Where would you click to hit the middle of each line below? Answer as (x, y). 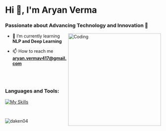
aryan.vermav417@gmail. (39, 58)
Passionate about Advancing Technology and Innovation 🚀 (77, 26)
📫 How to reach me (33, 51)
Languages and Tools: (32, 91)
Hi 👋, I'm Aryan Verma (51, 10)
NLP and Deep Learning (37, 41)
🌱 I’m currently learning (36, 36)
